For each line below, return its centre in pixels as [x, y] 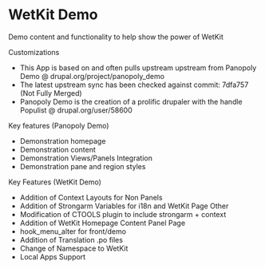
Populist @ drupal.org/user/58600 [76, 110]
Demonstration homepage [63, 140]
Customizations [34, 52]
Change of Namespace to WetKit [74, 248]
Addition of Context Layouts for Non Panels [91, 197]
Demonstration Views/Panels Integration [86, 158]
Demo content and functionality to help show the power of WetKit [116, 37]
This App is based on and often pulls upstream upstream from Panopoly [138, 67]
